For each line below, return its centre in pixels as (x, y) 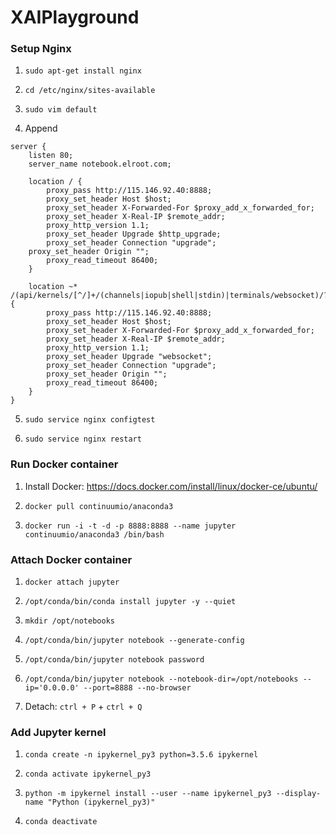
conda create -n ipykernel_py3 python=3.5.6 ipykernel (141, 755)
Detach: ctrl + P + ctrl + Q (83, 707)
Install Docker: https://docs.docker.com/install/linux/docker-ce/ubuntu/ (171, 486)
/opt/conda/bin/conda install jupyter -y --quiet (130, 602)
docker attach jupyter (72, 582)
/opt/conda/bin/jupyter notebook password (114, 660)
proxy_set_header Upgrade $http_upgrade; (134, 234)
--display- (298, 794)
